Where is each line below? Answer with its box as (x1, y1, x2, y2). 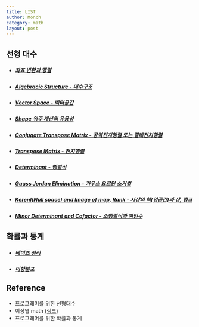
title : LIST (6, 8, 36, 15)
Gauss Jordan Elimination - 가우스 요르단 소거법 (14, 180, 131, 187)
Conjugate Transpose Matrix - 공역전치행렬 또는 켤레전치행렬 (14, 131, 163, 138)
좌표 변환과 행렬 (14, 67, 52, 74)
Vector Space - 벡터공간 (14, 99, 74, 106)
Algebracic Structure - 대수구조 (14, 83, 92, 90)
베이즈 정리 (14, 249, 41, 257)
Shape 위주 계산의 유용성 (14, 115, 74, 122)
